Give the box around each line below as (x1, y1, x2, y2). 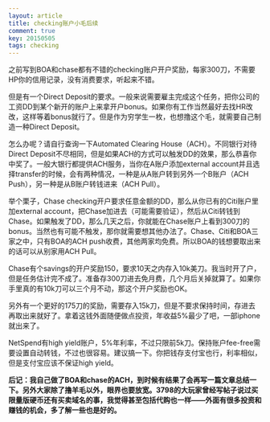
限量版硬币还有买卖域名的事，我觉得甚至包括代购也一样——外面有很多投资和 (8, 395, 262, 405)
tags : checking (8, 42, 59, 50)
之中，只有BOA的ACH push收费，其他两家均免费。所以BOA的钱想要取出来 (14, 236, 261, 246)
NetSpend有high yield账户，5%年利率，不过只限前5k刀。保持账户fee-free (8, 338, 254, 348)
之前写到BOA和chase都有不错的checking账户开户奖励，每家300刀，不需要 (8, 65, 256, 75)
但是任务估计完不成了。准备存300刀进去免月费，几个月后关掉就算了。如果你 (8, 274, 261, 284)
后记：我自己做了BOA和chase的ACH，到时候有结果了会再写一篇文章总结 (8, 375, 250, 385)
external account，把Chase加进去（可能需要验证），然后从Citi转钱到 (14, 207, 241, 216)
